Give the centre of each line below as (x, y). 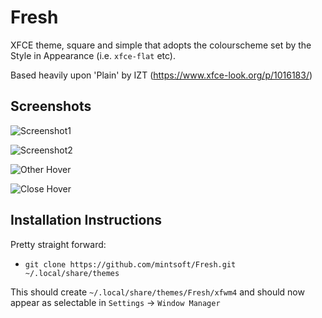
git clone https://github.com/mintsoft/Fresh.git (130, 264)
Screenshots (51, 106)
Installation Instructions (86, 220)
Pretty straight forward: (58, 244)
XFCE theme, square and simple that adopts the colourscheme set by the (161, 45)
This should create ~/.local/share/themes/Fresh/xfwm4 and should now (157, 292)
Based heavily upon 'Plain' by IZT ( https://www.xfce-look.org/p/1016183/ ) (161, 75)
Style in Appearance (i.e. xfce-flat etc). (93, 55)
